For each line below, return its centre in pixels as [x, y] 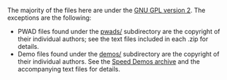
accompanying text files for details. [69, 69]
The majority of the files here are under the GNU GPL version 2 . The [106, 10]
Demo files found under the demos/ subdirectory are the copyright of [118, 54]
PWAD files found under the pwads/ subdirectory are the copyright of [119, 32]
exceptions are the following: [50, 18]
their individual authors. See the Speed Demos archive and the [109, 62]
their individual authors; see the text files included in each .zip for [113, 39]
